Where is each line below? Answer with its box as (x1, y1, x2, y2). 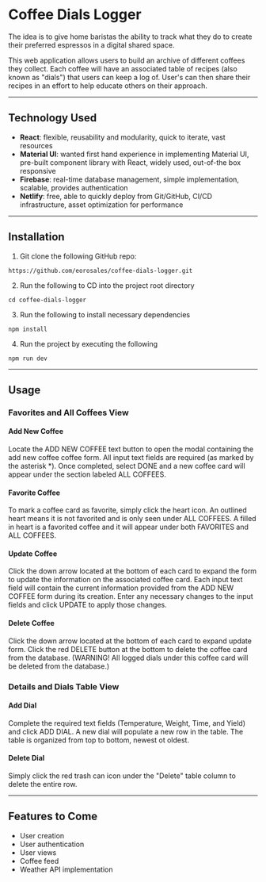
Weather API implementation (19, 865, 113, 874)
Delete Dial (8, 754, 45, 763)
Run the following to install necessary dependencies (19, 309, 191, 319)
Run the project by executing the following (19, 339, 158, 348)
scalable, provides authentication (19, 182, 128, 192)
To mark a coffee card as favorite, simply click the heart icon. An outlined (8, 505, 247, 515)
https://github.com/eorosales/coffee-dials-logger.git (8, 267, 193, 274)
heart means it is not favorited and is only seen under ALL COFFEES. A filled (8, 514, 256, 523)
